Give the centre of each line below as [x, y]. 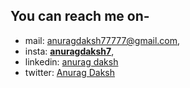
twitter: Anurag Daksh [70, 72]
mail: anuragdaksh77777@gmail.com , [102, 40]
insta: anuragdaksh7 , [69, 51]
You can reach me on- [80, 16]
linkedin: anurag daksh [71, 61]
